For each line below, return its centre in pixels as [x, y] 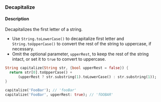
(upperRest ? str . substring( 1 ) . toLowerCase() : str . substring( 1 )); [87, 77]
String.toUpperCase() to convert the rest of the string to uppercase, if [81, 44]
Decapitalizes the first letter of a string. [44, 29]
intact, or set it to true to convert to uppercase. [59, 59]
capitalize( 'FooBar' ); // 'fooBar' [41, 90]
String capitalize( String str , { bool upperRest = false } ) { [67, 68]
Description [17, 19]
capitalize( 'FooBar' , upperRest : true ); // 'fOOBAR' [59, 95]
